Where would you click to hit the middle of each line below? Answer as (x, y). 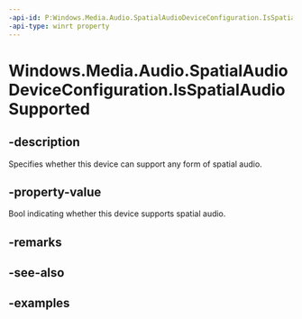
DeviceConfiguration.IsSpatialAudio (147, 90)
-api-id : (25, 18)
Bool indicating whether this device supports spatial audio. (117, 214)
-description (44, 142)
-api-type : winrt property (59, 26)
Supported (50, 109)
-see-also (37, 273)
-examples (39, 303)
